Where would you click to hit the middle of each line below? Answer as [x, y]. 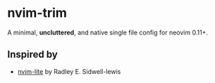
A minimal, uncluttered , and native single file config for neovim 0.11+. [108, 32]
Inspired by [32, 55]
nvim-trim [37, 13]
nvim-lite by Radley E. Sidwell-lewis [69, 71]
